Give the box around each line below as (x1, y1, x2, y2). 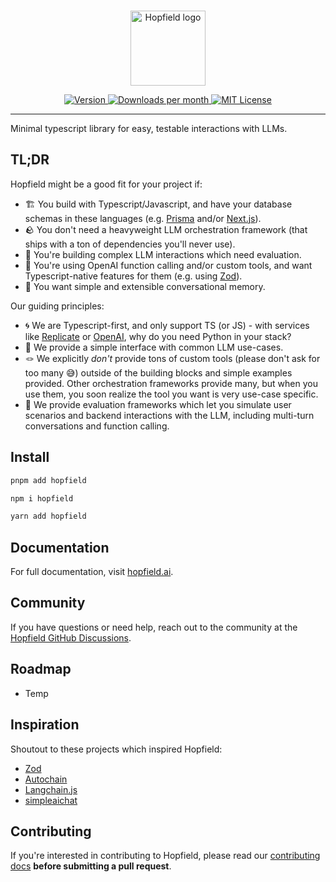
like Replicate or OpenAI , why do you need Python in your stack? (24, 330, 292, 342)
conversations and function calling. (24, 420, 170, 432)
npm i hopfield (10, 493, 74, 504)
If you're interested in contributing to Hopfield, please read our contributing (10, 850, 321, 862)
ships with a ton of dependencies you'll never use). (24, 238, 236, 250)
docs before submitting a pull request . (10, 860, 172, 872)
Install (10, 449, 50, 466)
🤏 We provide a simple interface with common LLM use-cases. (24, 341, 284, 353)
